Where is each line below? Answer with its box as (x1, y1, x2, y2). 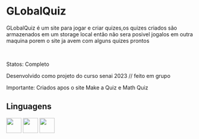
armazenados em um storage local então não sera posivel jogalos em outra (6, 30, 193, 37)
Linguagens (6, 102, 52, 112)
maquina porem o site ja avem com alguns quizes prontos (6, 37, 150, 44)
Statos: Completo (6, 60, 49, 68)
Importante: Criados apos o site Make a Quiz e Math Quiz (6, 83, 149, 91)
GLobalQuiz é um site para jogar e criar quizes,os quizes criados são (6, 24, 177, 31)
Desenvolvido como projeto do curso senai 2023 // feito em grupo (6, 72, 171, 79)
